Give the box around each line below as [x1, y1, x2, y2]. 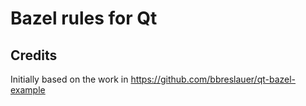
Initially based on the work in [10, 73, 129, 85]
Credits [10, 47, 58, 64]
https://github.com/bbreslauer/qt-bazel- [130, 73, 297, 85]
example [10, 84, 46, 96]
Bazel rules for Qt [10, 7, 158, 30]
